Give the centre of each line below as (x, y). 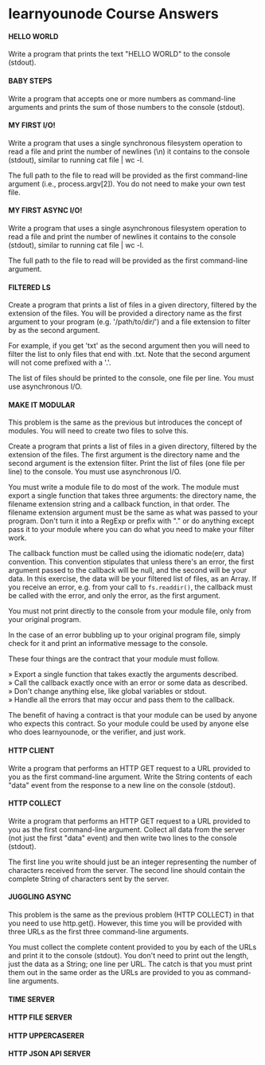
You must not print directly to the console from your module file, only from (130, 611)
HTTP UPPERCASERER (47, 1036)
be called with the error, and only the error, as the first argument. (115, 596)
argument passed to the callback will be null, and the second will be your (128, 570)
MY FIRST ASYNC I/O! (45, 210)
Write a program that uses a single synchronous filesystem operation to (125, 143)
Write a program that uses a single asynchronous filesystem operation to (127, 228)
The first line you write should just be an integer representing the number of (132, 862)
